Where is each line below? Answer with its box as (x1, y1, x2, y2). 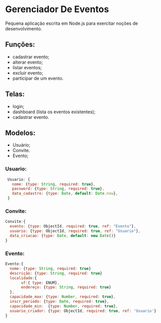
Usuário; (12, 142, 31, 148)
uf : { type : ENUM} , (21, 280, 59, 285)
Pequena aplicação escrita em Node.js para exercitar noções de (5, 20, 138, 26)
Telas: (5, 90, 25, 99)
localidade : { (10, 275, 37, 281)
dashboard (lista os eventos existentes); (12, 109, 96, 115)
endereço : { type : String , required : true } (21, 285, 112, 290)
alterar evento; (12, 59, 43, 65)
